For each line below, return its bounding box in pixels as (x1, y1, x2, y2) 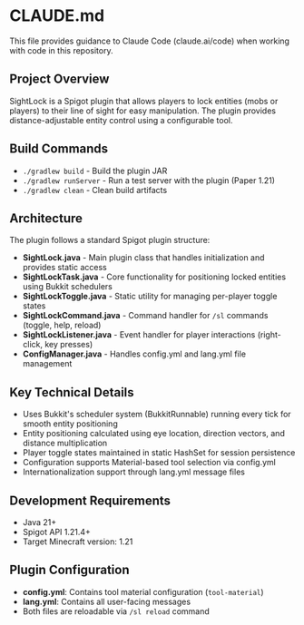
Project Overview (9, 72, 110, 87)
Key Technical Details (9, 385, 134, 400)
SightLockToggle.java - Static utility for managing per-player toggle (22, 291, 278, 302)
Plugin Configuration (9, 562, 130, 578)
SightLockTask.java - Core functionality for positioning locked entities (22, 271, 287, 282)
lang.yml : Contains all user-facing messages (22, 596, 191, 607)
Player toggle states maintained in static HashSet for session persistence (22, 447, 296, 458)
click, (22, 339, 44, 350)
